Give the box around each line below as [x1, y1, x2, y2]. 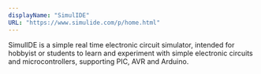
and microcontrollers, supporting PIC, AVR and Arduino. [8, 56, 189, 66]
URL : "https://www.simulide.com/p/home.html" [8, 19, 160, 26]
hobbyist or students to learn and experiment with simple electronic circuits [8, 48, 254, 58]
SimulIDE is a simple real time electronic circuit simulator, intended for [8, 40, 235, 49]
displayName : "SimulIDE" [8, 11, 90, 19]
